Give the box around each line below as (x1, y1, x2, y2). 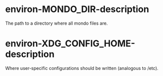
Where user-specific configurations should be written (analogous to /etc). (5, 65, 159, 71)
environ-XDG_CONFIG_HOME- (5, 38, 135, 49)
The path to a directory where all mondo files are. (5, 20, 108, 26)
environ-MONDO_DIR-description (5, 4, 149, 15)
